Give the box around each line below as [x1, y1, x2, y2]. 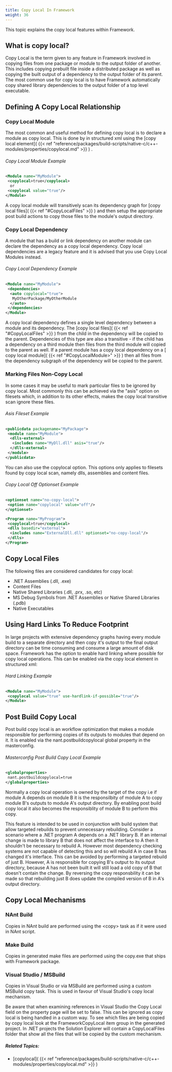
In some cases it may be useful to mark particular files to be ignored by [5, 382, 156, 389]
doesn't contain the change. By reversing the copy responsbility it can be [5, 870, 160, 876]
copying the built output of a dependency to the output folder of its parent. [5, 71, 163, 78]
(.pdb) [12, 600, 26, 606]
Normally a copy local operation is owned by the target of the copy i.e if [5, 789, 157, 795]
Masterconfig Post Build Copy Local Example [5, 754, 101, 761]
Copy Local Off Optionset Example [5, 482, 79, 488]
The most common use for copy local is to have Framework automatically [5, 77, 161, 83]
